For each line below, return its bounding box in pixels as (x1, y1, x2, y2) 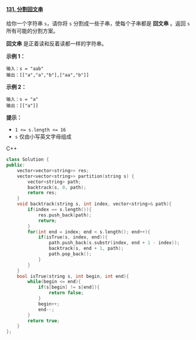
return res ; (27, 190, 58, 196)
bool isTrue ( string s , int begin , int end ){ (17, 273, 129, 279)
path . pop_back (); (48, 251, 92, 257)
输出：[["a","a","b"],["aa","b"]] (6, 72, 89, 78)
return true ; (27, 317, 60, 324)
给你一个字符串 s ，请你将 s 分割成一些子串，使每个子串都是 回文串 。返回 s (6, 20, 191, 27)
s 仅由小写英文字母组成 (14, 133, 71, 140)
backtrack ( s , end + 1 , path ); (48, 246, 124, 252)
